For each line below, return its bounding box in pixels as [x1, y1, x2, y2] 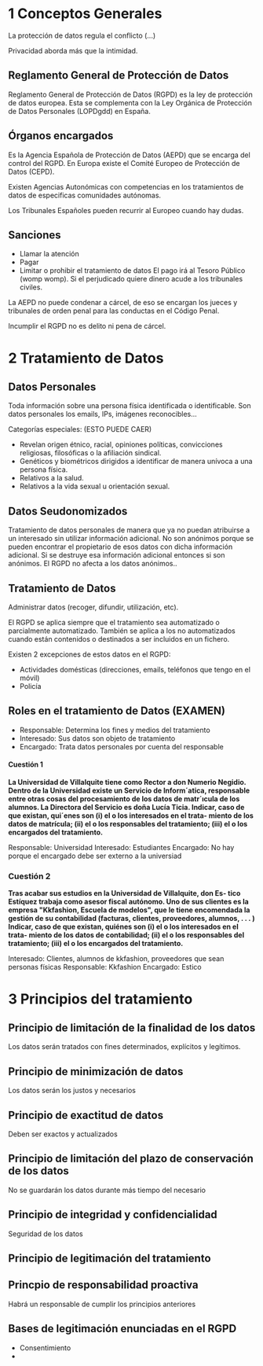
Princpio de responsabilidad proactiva [8, 1279, 199, 1292]
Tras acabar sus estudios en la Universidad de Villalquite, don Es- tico [8, 889, 241, 898]
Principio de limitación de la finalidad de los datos [8, 1021, 256, 1034]
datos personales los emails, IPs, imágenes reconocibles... [8, 410, 198, 419]
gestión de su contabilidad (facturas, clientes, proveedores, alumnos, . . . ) [8, 914, 255, 923]
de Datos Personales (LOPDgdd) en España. [8, 106, 151, 116]
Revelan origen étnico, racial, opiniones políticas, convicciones [19, 440, 223, 449]
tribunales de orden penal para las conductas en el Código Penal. [8, 306, 220, 315]
